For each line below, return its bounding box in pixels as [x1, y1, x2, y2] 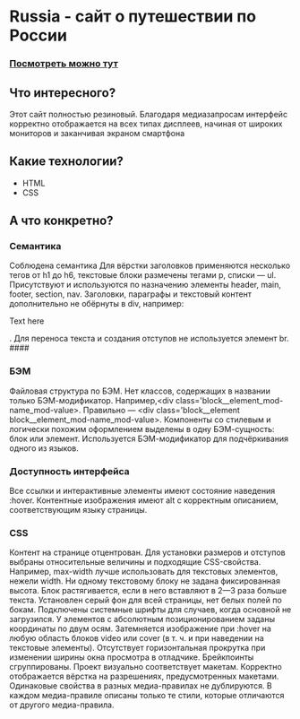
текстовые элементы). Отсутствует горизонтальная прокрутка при [9, 643, 266, 654]
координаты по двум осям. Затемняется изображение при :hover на [9, 623, 271, 634]
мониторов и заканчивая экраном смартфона [9, 127, 185, 138]
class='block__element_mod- [176, 394, 284, 405]
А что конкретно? [9, 213, 114, 229]
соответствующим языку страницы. [9, 505, 148, 515]
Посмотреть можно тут [9, 57, 118, 70]
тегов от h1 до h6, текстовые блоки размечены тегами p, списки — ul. [9, 270, 277, 281]
